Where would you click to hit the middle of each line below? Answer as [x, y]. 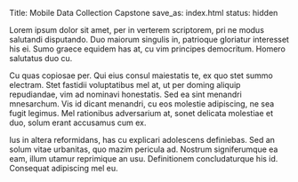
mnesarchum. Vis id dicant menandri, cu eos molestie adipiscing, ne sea [142, 104]
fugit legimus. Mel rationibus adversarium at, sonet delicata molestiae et [141, 113]
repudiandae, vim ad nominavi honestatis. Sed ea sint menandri [125, 94]
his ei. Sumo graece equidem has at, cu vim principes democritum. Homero [148, 49]
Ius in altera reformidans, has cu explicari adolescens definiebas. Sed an [142, 140]
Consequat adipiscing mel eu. [64, 168]
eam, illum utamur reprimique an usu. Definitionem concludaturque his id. [144, 158]
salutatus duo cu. [41, 58]
